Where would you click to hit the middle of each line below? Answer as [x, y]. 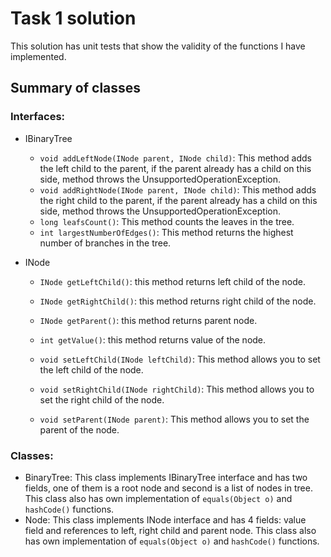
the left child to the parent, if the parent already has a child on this [175, 168]
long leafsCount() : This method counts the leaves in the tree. [167, 221]
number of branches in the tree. [105, 243]
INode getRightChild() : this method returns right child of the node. [178, 301]
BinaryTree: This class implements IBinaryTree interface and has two [166, 477]
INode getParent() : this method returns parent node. [148, 320]
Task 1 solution [73, 18]
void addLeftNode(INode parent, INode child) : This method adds [176, 158]
